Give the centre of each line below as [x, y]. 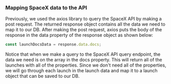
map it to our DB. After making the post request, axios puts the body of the [84, 30]
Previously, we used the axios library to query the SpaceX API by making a [83, 19]
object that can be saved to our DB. [43, 76]
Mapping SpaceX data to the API [46, 8]
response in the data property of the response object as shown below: [79, 35]
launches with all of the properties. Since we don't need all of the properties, [86, 65]
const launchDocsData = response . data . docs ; [53, 45]
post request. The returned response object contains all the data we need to [86, 24]
